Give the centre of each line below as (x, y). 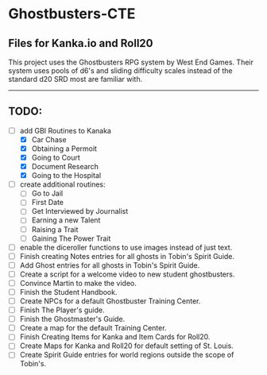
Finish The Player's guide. (62, 310)
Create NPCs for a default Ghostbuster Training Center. (110, 301)
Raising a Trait (55, 229)
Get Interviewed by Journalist (80, 211)
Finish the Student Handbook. (68, 292)
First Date (47, 203)
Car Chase (49, 139)
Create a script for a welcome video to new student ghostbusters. (127, 274)
